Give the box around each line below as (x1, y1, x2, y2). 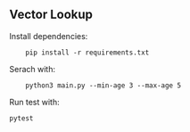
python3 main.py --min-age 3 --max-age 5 (25, 80, 181, 90)
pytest (9, 113, 34, 123)
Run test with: (9, 96, 60, 107)
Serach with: (9, 63, 56, 74)
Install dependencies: (9, 30, 88, 41)
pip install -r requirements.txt (25, 48, 150, 57)
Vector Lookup (9, 7, 94, 22)
